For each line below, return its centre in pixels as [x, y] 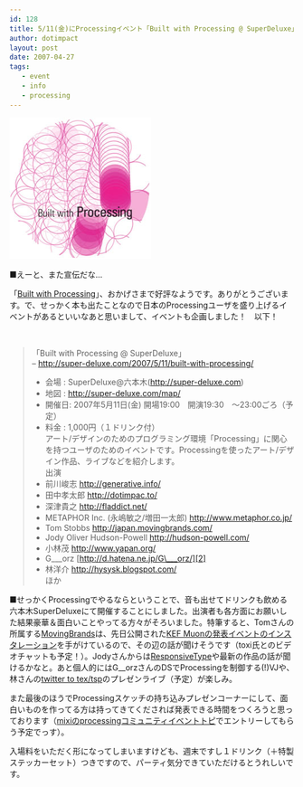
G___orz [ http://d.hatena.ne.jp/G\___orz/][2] [125, 558]
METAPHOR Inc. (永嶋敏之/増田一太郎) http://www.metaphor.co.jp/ [168, 517]
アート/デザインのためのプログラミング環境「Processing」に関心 [166, 438]
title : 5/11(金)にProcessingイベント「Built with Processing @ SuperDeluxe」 [154, 28]
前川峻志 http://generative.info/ [103, 483]
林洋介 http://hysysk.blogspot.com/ [111, 569]
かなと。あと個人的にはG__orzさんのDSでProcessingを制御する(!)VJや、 [160, 667]
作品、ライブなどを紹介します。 [120, 460]
